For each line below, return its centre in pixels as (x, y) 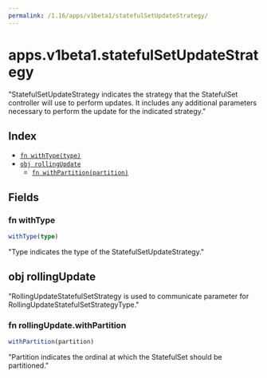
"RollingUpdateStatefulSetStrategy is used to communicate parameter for (129, 296)
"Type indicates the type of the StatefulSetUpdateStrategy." (106, 251)
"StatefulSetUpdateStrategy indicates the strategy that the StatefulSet (123, 94)
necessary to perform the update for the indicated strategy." (107, 111)
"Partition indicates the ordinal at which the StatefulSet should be (115, 356)
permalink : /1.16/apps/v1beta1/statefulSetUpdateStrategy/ (108, 16)
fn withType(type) (50, 156)
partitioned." (29, 365)
